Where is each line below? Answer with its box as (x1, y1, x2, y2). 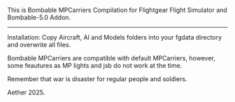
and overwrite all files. (7, 41, 71, 49)
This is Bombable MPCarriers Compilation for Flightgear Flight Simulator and (7, 6, 227, 14)
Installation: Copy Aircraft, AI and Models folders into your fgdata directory (7, 33, 222, 41)
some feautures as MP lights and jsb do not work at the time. (7, 62, 183, 69)
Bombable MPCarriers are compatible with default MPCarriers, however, (7, 54, 215, 62)
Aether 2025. (7, 88, 45, 96)
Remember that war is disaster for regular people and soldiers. (7, 75, 187, 83)
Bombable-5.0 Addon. (7, 13, 71, 22)
